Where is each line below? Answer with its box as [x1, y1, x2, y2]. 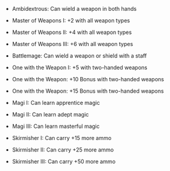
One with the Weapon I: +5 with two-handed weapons [12, 64, 148, 71]
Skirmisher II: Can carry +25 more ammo [12, 146, 114, 153]
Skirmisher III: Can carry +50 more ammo [12, 158, 116, 165]
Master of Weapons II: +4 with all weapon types [12, 29, 132, 36]
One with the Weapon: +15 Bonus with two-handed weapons [12, 87, 164, 95]
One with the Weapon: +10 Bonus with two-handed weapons [12, 76, 165, 82]
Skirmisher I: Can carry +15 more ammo [12, 135, 112, 141]
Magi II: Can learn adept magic [12, 111, 89, 118]
